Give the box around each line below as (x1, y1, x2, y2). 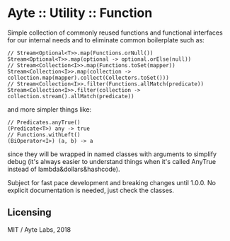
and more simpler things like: (7, 105, 92, 114)
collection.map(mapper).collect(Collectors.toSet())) (7, 74, 170, 81)
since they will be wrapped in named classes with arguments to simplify (7, 150, 217, 158)
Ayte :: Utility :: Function (7, 5, 153, 21)
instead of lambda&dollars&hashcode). (7, 165, 120, 173)
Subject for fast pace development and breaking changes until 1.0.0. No (7, 178, 216, 187)
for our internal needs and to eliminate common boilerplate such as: (7, 35, 205, 44)
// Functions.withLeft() (7, 131, 81, 139)
